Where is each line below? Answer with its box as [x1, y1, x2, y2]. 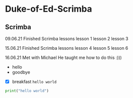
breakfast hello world [12, 79, 57, 84]
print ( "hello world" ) [5, 89, 49, 94]
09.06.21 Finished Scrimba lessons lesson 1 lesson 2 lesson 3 [5, 36, 129, 41]
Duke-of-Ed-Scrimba [5, 3, 93, 15]
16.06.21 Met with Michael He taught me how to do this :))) [5, 55, 122, 60]
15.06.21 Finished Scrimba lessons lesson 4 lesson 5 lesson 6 [5, 45, 128, 51]
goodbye [12, 69, 30, 75]
